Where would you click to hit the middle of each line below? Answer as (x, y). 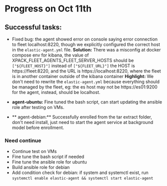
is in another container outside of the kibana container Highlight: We (83, 76)
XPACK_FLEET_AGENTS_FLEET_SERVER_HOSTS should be (73, 60)
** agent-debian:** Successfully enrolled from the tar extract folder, (82, 117)
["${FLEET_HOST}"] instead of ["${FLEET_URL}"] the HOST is (73, 66)
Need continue (23, 140)
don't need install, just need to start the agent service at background (82, 122)
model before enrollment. (38, 127)
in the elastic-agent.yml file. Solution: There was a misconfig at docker (86, 50)
